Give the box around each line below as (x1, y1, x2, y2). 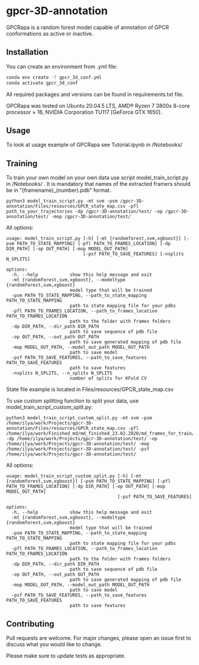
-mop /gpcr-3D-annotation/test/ (51, 214, 131, 220)
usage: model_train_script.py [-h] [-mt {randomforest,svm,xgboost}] (6, 236, 182, 242)
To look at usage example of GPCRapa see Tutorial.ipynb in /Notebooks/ (6, 141, 182, 149)
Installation (6, 47, 49, 57)
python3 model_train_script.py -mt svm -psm (6, 198, 118, 204)
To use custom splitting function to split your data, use (6, 397, 139, 404)
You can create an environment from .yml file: (6, 63, 117, 70)
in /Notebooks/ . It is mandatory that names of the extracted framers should (6, 181, 191, 188)
